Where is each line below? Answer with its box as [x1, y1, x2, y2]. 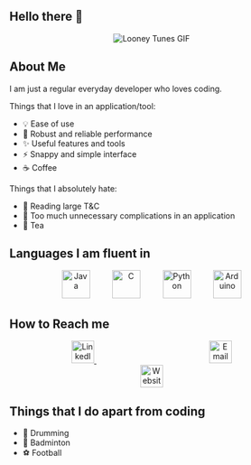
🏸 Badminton [22, 437, 70, 448]
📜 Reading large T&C [22, 200, 100, 211]
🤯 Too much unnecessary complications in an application [22, 209, 236, 221]
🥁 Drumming [22, 428, 70, 439]
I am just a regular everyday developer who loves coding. [9, 83, 223, 94]
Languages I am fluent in [9, 246, 151, 262]
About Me [9, 60, 66, 75]
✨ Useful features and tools [22, 137, 125, 149]
